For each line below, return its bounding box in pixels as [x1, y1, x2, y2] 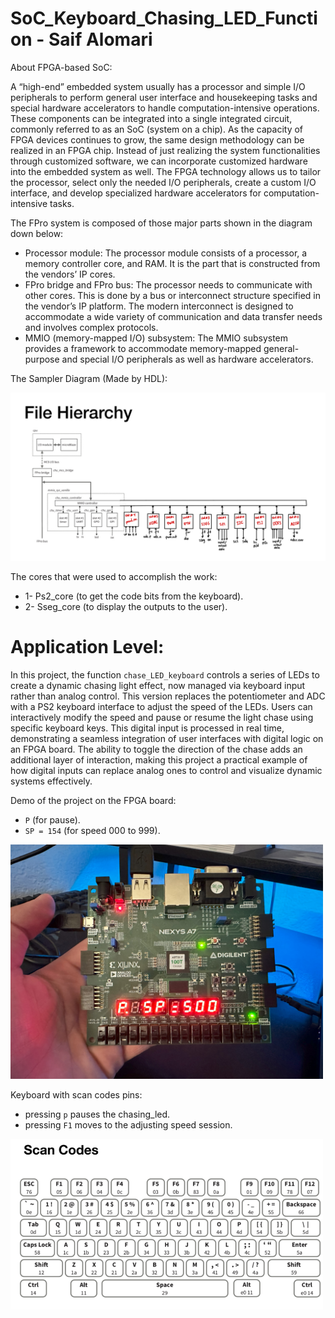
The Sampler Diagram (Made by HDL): [10, 372, 168, 384]
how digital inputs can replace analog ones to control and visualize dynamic [10, 764, 323, 776]
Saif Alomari [48, 28, 153, 51]
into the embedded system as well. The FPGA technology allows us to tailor [10, 165, 322, 177]
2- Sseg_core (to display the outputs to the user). [24, 600, 228, 612]
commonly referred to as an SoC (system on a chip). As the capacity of [10, 123, 304, 135]
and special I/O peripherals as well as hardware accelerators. [61, 353, 314, 365]
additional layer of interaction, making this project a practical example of [10, 753, 308, 766]
